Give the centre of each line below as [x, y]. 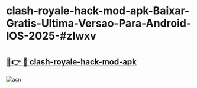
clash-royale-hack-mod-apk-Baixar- [98, 11]
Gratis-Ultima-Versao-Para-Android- [99, 23]
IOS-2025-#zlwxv [51, 36]
